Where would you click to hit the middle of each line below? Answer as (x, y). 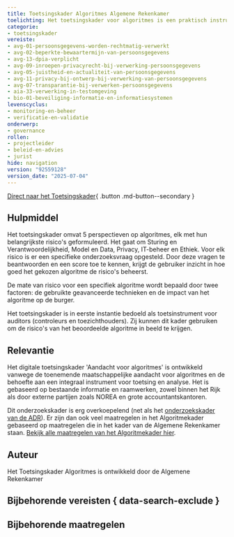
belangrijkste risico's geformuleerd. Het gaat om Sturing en (92, 242)
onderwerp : (23, 124)
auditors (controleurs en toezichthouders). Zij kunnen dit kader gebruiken (112, 321)
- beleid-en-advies (36, 150)
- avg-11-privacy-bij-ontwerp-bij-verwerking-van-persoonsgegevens (107, 79)
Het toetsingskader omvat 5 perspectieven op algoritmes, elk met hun (107, 235)
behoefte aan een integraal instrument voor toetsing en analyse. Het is (108, 382)
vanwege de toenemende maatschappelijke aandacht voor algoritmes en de (116, 375)
